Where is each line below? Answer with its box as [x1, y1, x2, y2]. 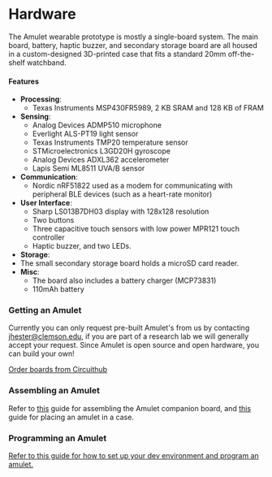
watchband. [27, 58, 67, 67]
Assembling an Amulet [8, 385, 100, 397]
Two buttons [32, 215, 75, 225]
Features [8, 76, 39, 86]
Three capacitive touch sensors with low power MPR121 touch [32, 224, 240, 234]
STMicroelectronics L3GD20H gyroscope [32, 146, 171, 156]
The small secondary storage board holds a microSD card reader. [19, 258, 240, 268]
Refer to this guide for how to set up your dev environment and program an [8, 451, 260, 461]
